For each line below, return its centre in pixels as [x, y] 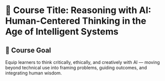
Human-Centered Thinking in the [76, 21]
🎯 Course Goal [28, 50]
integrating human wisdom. [34, 73]
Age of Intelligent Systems [62, 32]
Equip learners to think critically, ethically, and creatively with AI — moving [82, 62]
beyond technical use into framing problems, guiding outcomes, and [76, 68]
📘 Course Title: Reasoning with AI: [78, 10]
